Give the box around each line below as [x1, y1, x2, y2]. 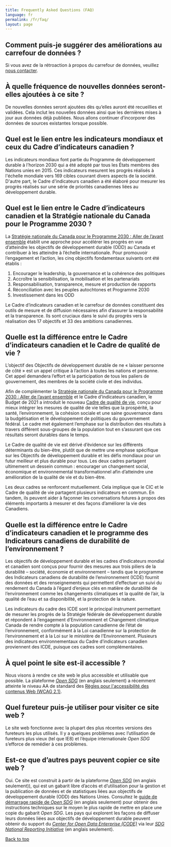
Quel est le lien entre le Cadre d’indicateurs [5, 204, 145, 212]
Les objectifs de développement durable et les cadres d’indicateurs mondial [5, 558, 164, 564]
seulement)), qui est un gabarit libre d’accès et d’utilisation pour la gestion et [5, 783, 166, 789]
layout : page [5, 21, 33, 27]
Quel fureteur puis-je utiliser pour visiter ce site [5, 703, 159, 712]
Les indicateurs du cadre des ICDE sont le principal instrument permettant [5, 606, 161, 612]
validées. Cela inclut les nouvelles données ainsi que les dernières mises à [5, 109, 162, 115]
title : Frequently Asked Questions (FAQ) [5, 7, 95, 13]
